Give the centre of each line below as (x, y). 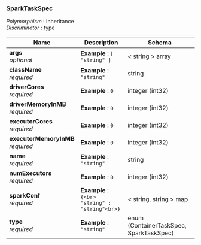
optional (21, 60)
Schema (159, 43)
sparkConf (25, 196)
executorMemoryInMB (42, 139)
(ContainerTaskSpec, (157, 226)
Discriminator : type (31, 28)
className (25, 70)
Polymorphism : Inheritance (40, 22)
